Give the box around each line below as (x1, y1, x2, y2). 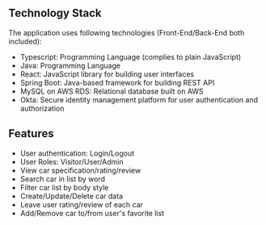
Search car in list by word (19, 173, 105, 184)
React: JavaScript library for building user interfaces (19, 69, 195, 79)
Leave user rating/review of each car (19, 199, 144, 209)
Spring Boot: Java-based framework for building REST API (19, 77, 215, 87)
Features (8, 127, 54, 140)
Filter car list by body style (19, 182, 109, 192)
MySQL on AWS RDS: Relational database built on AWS (19, 86, 204, 96)
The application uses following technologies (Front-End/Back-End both (8, 27, 245, 37)
